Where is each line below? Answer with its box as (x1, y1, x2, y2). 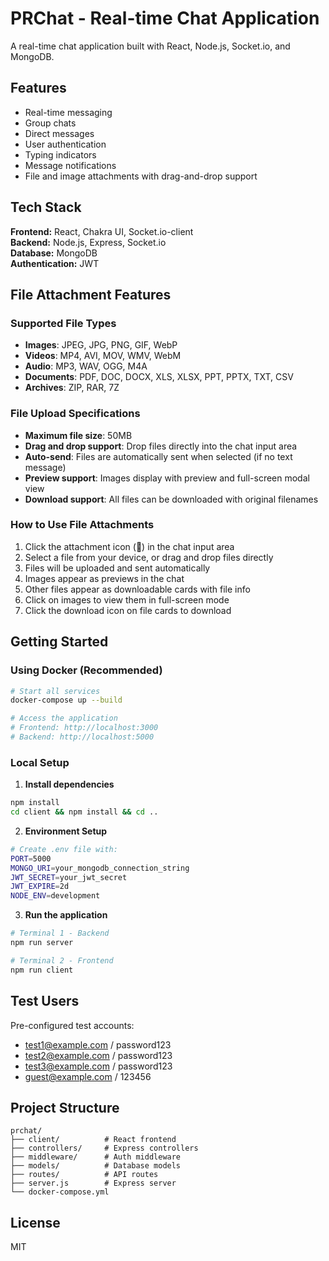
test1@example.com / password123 (24, 1038, 172, 1051)
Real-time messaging (24, 106, 113, 118)
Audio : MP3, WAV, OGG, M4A (24, 360, 148, 372)
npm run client (10, 965, 74, 975)
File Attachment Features (10, 286, 172, 303)
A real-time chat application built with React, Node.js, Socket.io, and (10, 40, 291, 52)
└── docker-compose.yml (10, 1187, 110, 1197)
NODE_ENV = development (10, 891, 101, 901)
